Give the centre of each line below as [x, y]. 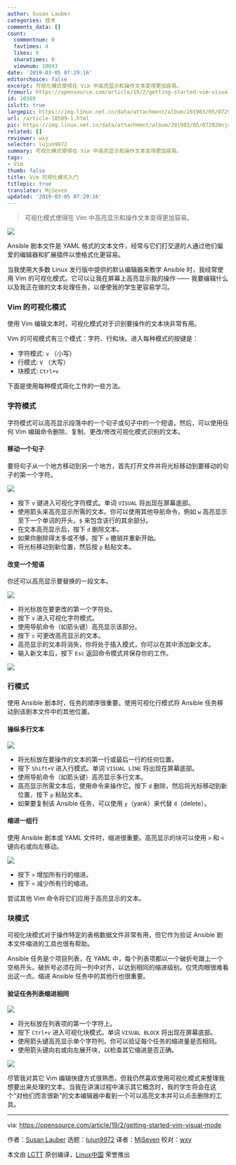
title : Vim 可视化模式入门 [43, 177]
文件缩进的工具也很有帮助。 [53, 944]
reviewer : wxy [28, 138]
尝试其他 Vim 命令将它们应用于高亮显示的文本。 [76, 898]
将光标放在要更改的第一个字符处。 [67, 610]
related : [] [25, 131]
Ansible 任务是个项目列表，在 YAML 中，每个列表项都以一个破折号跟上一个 [115, 959]
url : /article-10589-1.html [48, 118]
